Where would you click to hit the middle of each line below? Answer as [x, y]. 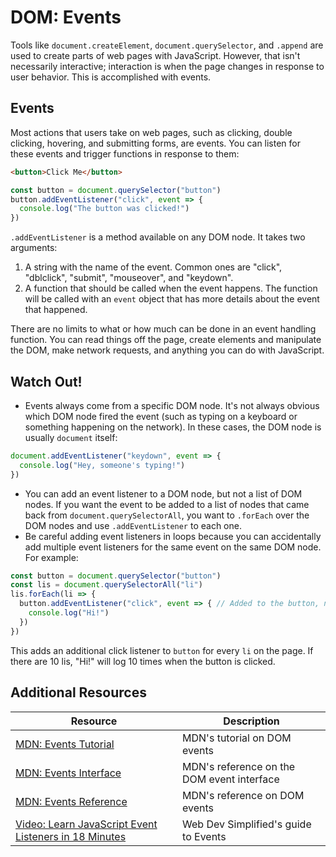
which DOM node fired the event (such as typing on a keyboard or [161, 416]
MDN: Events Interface [68, 773]
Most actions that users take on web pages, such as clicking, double [151, 132]
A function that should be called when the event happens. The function [171, 288]
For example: [51, 557]
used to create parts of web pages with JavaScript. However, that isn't [155, 55]
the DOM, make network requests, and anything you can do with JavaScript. [167, 350]
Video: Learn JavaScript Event [86, 824]
